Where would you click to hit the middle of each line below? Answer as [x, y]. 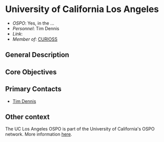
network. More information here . [39, 134]
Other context [28, 117]
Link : [18, 34]
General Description [37, 55]
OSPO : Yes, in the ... [33, 23]
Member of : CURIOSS [35, 39]
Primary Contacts [33, 89]
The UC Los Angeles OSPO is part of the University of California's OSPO [80, 129]
